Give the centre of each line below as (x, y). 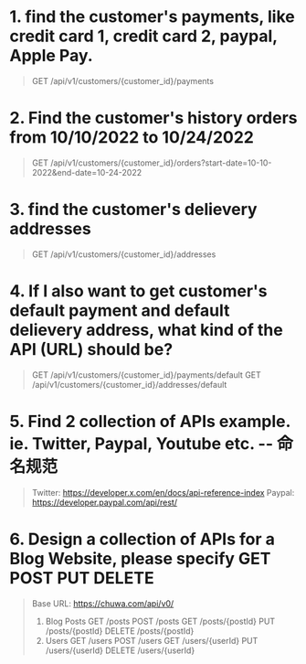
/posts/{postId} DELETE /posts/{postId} (120, 631)
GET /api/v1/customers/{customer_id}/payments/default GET (147, 375)
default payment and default (120, 311)
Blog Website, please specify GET (140, 558)
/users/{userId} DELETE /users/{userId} (120, 650)
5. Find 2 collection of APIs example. (150, 421)
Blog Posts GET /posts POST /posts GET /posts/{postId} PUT (160, 621)
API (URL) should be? (91, 349)
